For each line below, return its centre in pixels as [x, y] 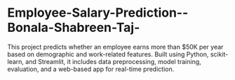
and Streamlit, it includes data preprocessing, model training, [113, 61]
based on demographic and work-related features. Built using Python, [108, 54]
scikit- [219, 54]
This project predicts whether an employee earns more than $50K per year [115, 47]
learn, [16, 61]
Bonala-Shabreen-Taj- [74, 27]
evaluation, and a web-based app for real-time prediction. [91, 69]
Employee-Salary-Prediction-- [98, 13]
